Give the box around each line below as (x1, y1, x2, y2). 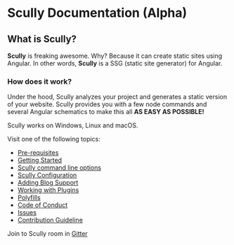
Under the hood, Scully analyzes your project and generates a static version (7, 93, 227, 101)
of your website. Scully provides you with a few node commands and (7, 100, 207, 108)
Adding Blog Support (17, 178, 79, 187)
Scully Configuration (17, 171, 77, 180)
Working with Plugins (17, 186, 79, 194)
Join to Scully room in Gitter (7, 230, 88, 238)
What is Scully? (7, 33, 77, 45)
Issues (17, 208, 37, 217)
